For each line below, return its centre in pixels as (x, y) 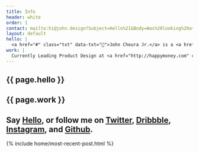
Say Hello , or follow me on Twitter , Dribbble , (89, 120)
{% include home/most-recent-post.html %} (60, 144)
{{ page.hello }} (36, 80)
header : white (24, 17)
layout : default (26, 34)
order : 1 (17, 23)
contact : (17, 28)
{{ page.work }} (36, 100)
